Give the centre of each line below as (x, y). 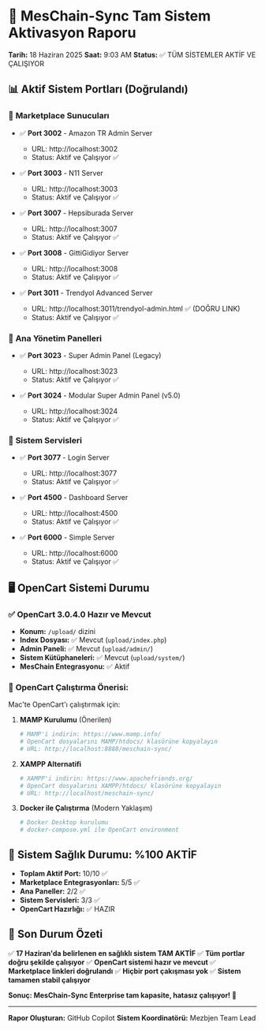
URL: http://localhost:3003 (75, 188)
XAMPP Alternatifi (50, 763)
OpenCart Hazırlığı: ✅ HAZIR (67, 909)
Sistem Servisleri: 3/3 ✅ (60, 900)
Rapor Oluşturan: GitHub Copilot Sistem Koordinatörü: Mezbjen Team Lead (132, 1017)
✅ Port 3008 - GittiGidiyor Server (74, 252)
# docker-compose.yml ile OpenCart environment (99, 830)
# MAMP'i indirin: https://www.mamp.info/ (90, 734)
